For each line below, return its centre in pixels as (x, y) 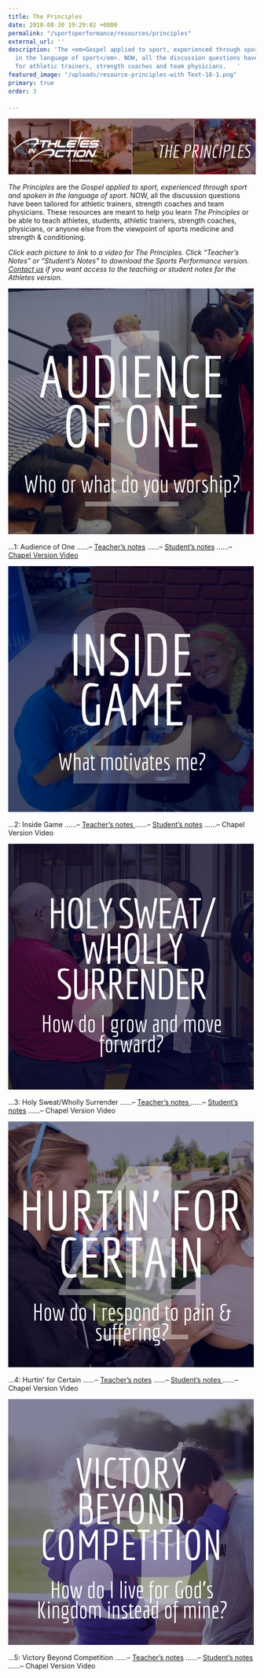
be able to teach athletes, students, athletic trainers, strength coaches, (123, 220)
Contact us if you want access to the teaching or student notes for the (122, 269)
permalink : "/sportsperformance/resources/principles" (100, 33)
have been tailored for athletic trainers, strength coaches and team (116, 204)
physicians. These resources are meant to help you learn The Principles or (128, 212)
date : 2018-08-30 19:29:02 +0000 (63, 25)
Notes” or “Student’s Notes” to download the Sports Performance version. (129, 260)
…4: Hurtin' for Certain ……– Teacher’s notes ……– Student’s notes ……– (123, 1379)
